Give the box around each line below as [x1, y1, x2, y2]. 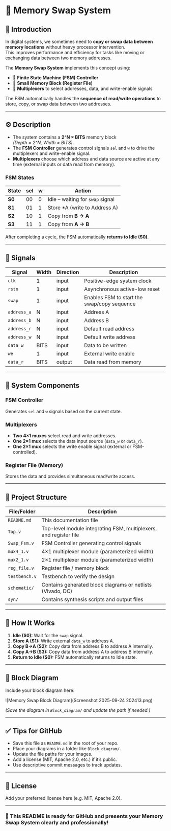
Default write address [83, 333, 136, 341]
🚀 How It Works [5, 619, 55, 627]
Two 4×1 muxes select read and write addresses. [12, 432, 117, 439]
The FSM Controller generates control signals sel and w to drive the [12, 145, 155, 151]
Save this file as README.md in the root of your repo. [12, 740, 119, 746]
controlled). [12, 448, 37, 455]
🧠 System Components [5, 381, 80, 390]
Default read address [83, 325, 135, 332]
